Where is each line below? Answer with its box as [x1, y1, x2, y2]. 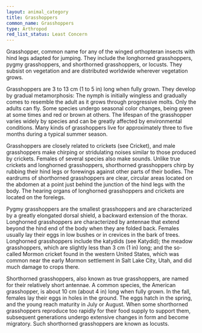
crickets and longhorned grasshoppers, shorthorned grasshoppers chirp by [6, 162, 194, 169]
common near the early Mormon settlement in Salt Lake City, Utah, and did [6, 257, 192, 264]
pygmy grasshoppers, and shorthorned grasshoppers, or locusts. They [6, 61, 183, 68]
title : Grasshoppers [6, 15, 58, 21]
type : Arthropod [6, 25, 47, 32]
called [6, 251, 22, 258]
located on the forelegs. [6, 194, 66, 201]
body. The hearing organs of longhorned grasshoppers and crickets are [6, 187, 185, 194]
